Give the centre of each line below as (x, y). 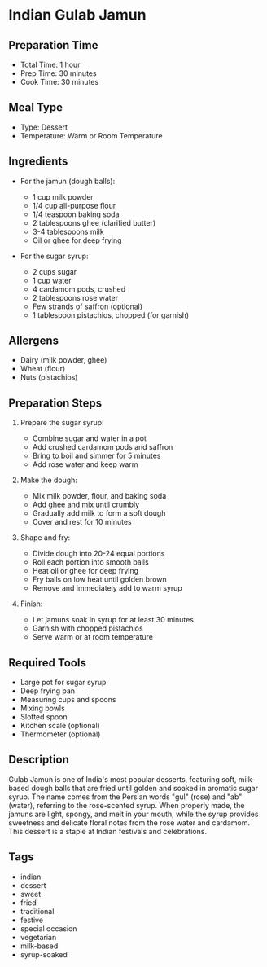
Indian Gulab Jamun (77, 15)
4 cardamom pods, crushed (79, 289)
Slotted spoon (44, 717)
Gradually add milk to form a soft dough (99, 513)
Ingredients (38, 162)
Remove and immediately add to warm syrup (107, 588)
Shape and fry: (45, 538)
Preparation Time (53, 45)
